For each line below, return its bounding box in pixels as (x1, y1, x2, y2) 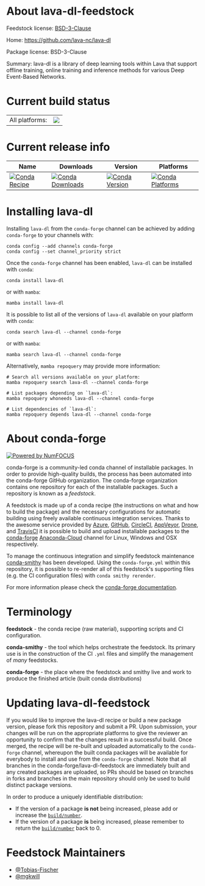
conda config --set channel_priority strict (6, 249, 121, 255)
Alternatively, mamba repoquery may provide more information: (6, 362, 160, 369)
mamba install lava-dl (6, 300, 64, 306)
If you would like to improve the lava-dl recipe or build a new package (6, 716, 182, 724)
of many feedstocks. (6, 656, 59, 664)
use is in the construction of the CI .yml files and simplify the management (6, 650, 193, 657)
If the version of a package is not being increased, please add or (15, 805, 178, 812)
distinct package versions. (6, 781, 73, 788)
